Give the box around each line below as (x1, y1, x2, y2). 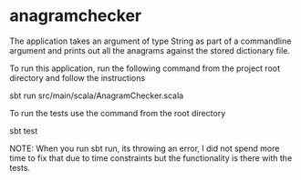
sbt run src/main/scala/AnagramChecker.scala (9, 90, 184, 101)
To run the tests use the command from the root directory (9, 107, 226, 118)
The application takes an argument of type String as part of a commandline (9, 35, 292, 46)
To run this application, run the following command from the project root (9, 63, 281, 74)
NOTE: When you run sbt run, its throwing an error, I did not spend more (9, 143, 280, 154)
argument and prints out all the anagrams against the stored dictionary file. (9, 45, 290, 55)
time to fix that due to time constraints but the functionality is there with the (9, 152, 293, 164)
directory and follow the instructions (9, 72, 146, 83)
